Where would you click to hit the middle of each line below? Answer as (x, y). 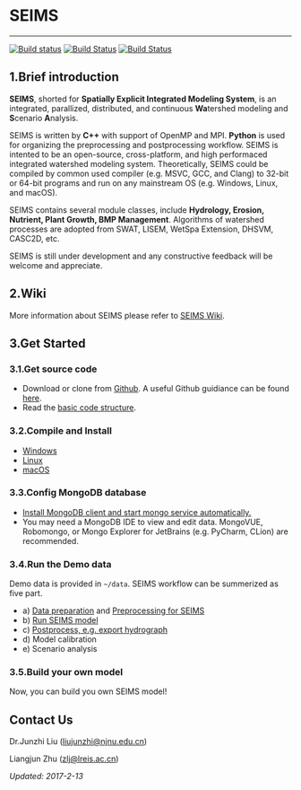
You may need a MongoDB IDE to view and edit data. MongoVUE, (142, 522)
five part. (26, 593)
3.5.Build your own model (66, 672)
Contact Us (41, 720)
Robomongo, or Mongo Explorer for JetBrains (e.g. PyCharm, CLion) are (155, 531)
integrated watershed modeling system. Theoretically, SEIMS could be (139, 163)
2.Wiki (28, 294)
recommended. (50, 540)
